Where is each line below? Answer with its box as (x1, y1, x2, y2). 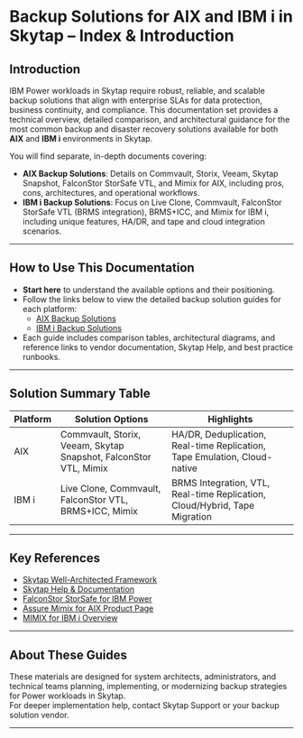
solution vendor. (9, 710, 69, 721)
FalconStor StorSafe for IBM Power (22, 594, 152, 604)
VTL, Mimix (60, 462, 108, 475)
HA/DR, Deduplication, (170, 428, 267, 440)
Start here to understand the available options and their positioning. (22, 284, 275, 295)
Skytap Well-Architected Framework (22, 575, 158, 586)
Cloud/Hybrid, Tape (170, 499, 255, 512)
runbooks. (22, 351, 61, 362)
